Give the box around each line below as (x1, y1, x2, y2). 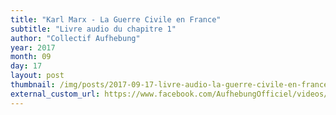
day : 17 (10, 61, 43, 71)
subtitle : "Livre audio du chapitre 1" (10, 24, 177, 34)
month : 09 (10, 52, 52, 62)
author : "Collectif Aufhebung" (10, 33, 141, 43)
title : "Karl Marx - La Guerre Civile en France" (10, 14, 222, 25)
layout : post (10, 71, 65, 81)
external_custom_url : (10, 89, 101, 99)
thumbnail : (10, 80, 56, 90)
